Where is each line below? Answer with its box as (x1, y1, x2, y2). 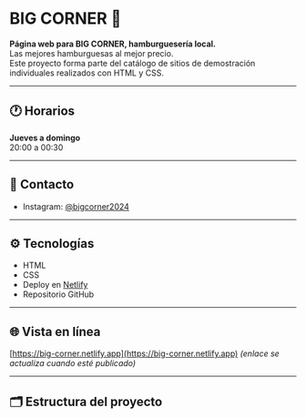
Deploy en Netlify (22, 280, 88, 291)
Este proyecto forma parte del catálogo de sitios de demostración (9, 57, 256, 68)
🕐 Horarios (9, 104, 76, 119)
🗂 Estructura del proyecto (9, 393, 163, 409)
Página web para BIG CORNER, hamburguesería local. (9, 38, 217, 49)
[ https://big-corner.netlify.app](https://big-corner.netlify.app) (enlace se (9, 348, 280, 359)
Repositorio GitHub (22, 289, 95, 300)
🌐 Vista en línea (9, 323, 101, 340)
